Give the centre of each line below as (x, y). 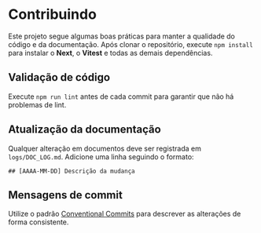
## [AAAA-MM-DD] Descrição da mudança (72, 171)
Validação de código (59, 77)
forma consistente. (39, 222)
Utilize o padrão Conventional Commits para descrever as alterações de (125, 214)
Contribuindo (52, 15)
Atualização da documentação (85, 130)
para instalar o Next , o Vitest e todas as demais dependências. (110, 53)
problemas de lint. (37, 104)
